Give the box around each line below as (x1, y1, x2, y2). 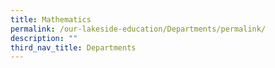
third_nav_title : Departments (10, 42, 137, 53)
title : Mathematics (10, 14, 92, 25)
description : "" (10, 33, 78, 43)
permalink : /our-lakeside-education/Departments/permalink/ (10, 24, 267, 34)
